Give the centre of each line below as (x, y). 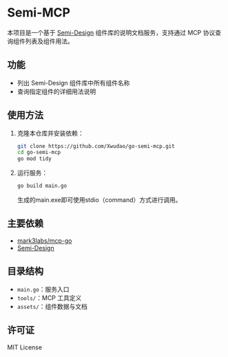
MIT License (25, 347)
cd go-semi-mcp (39, 153)
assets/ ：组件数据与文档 (52, 306)
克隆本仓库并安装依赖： (50, 133)
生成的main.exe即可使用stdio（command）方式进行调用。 (99, 200)
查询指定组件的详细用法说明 (56, 91)
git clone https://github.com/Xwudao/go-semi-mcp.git (96, 146)
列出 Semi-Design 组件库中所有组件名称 (73, 83)
